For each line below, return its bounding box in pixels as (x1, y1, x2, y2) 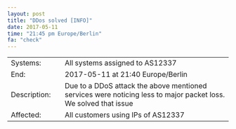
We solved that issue (64, 99, 133, 109)
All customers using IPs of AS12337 (64, 110, 185, 120)
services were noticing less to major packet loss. (64, 90, 225, 99)
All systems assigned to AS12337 (64, 58, 177, 68)
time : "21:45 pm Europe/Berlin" (7, 30, 102, 37)
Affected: (11, 110, 41, 120)
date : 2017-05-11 (7, 23, 58, 30)
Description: (11, 90, 51, 99)
